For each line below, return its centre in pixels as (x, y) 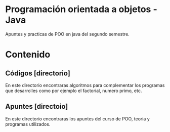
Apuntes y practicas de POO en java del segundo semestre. (68, 34)
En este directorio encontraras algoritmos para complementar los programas (85, 85)
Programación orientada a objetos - (81, 9)
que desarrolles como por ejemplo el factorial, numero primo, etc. (74, 91)
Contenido (28, 55)
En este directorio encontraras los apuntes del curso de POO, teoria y (78, 119)
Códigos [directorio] (38, 73)
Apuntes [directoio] (37, 106)
